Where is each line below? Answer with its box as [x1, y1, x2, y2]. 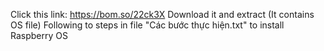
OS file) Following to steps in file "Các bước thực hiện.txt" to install [10, 19, 285, 31]
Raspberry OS [10, 30, 68, 41]
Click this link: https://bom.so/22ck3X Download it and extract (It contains [10, 9, 315, 20]
